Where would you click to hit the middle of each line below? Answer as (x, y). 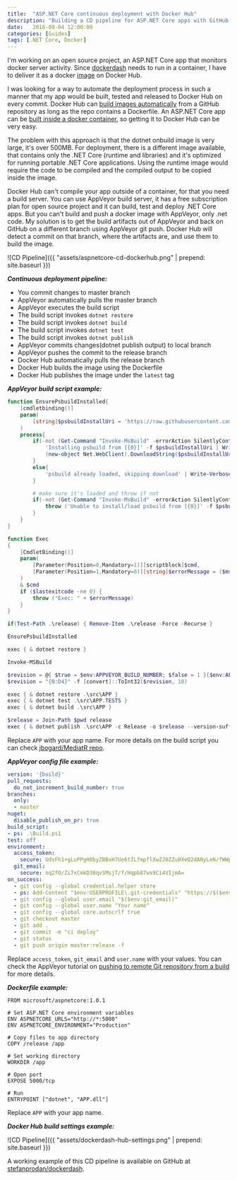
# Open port (25, 1075)
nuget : (17, 814)
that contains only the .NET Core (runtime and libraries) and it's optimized (114, 155)
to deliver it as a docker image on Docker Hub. (75, 76)
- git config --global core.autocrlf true (77, 912)
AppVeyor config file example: (53, 761)
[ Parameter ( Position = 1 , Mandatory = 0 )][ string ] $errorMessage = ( (128, 572)
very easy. (22, 126)
